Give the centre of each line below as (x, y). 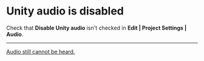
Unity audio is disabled (65, 11)
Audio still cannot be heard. (41, 51)
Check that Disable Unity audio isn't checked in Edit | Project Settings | (97, 28)
